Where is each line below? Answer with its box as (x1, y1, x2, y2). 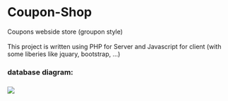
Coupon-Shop (7, 4, 92, 20)
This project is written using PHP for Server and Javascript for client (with (7, 42, 222, 50)
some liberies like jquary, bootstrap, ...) (7, 50, 121, 58)
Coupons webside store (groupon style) (7, 27, 124, 36)
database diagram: (7, 67, 74, 77)
